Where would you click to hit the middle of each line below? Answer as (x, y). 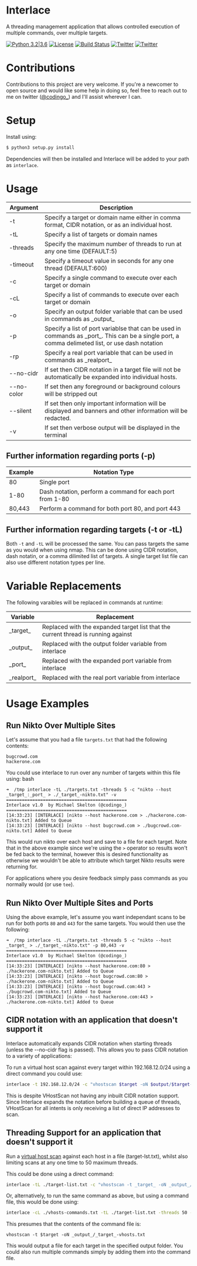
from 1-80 (54, 499)
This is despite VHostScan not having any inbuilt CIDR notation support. (93, 1095)
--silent (20, 410)
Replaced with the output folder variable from (104, 644)
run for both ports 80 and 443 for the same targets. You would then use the (96, 923)
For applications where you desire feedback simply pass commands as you (97, 878)
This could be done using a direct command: (60, 1174)
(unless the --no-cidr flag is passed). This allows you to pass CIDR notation (97, 1050)
